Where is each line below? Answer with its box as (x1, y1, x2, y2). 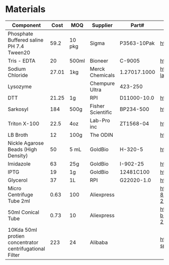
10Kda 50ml (8, 226, 37, 233)
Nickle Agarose (8, 139, 44, 146)
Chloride (8, 71, 28, 78)
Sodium (8, 65, 26, 72)
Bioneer (90, 57, 109, 64)
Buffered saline (8, 36, 44, 43)
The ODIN (90, 131, 113, 138)
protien (8, 232, 25, 239)
